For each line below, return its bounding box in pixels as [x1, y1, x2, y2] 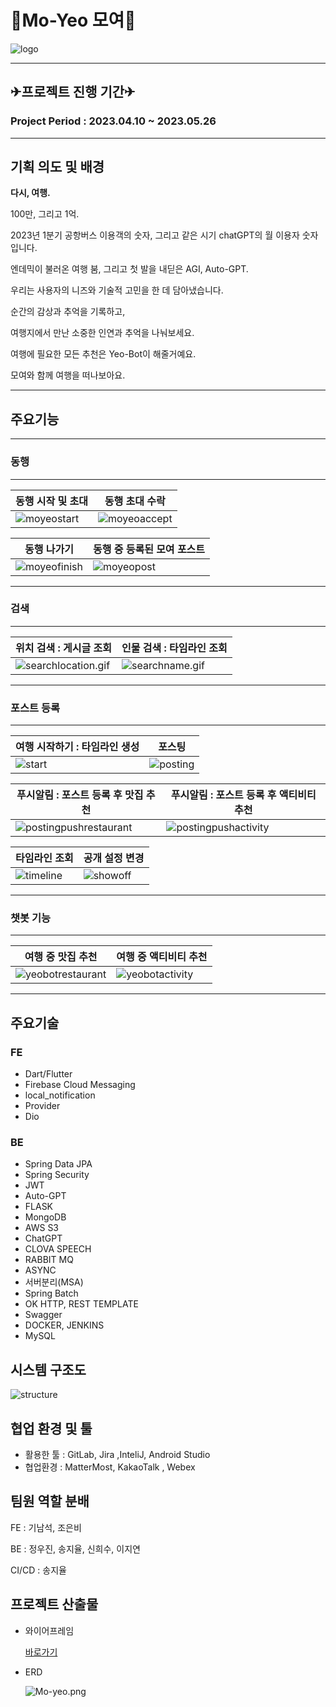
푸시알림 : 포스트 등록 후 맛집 [16, 788, 144, 802]
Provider [24, 1100, 61, 1112]
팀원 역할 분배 [10, 1493, 90, 1510]
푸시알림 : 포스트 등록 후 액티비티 [170, 788, 317, 802]
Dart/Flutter [24, 1068, 73, 1080]
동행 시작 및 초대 [15, 494, 88, 508]
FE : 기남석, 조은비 [10, 1521, 82, 1533]
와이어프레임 [24, 1624, 75, 1636]
